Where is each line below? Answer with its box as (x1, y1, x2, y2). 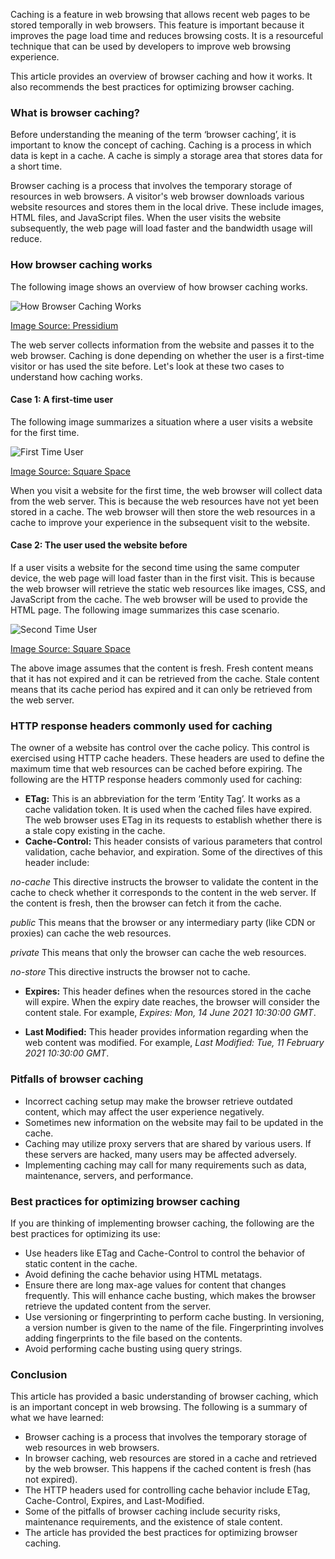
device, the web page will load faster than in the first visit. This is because (10, 572, 315, 584)
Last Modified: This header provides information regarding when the (24, 1026, 309, 1038)
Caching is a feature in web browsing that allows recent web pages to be (10, 9, 311, 20)
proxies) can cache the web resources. (10, 927, 172, 939)
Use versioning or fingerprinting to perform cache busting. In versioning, (24, 1310, 325, 1323)
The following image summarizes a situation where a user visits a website (10, 415, 313, 428)
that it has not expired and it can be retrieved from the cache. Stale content (10, 673, 320, 684)
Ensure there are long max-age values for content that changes (24, 1279, 287, 1291)
